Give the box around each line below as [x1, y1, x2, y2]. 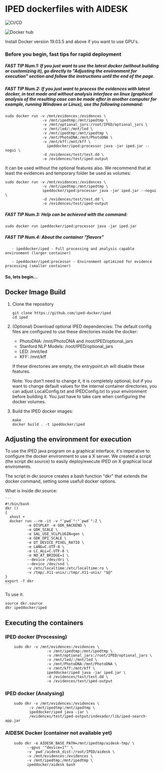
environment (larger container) [5, 251, 71, 256]
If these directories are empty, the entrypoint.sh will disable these [12, 363, 145, 369]
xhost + [9, 515, 25, 519]
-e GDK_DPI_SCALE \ [26, 536, 67, 541]
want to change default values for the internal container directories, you [12, 383, 157, 389]
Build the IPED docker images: [12, 408, 73, 414]
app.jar [5, 718, 21, 723]
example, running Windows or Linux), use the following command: [5, 101, 143, 107]
